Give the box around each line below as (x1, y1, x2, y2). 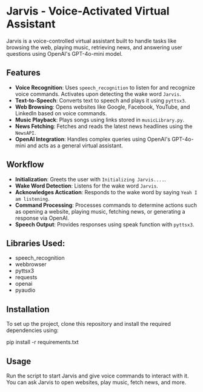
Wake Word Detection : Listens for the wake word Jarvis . (15, 182, 159, 189)
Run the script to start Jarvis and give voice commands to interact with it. (6, 372, 189, 379)
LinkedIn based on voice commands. (15, 109, 107, 117)
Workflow (6, 160, 44, 170)
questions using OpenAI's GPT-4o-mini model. (6, 50, 123, 57)
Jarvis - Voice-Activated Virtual (6, 4, 170, 18)
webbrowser (15, 261, 47, 268)
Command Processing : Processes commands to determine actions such (15, 201, 198, 209)
